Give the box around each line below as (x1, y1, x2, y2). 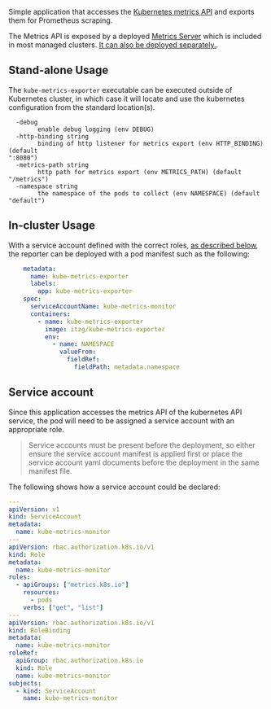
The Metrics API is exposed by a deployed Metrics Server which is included (8, 32, 262, 41)
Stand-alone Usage (8, 63, 109, 77)
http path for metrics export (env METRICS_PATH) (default (37, 168, 243, 176)
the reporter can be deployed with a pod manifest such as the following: (8, 248, 250, 259)
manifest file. (28, 466, 72, 475)
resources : (23, 589, 60, 597)
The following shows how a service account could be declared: (8, 482, 221, 492)
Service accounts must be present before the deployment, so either (28, 440, 256, 450)
